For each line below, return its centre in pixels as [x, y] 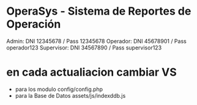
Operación [34, 24]
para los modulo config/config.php [59, 89]
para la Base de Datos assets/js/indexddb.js [70, 95]
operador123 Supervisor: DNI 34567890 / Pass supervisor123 [84, 48]
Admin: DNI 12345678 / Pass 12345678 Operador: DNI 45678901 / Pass [96, 41]
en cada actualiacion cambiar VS [92, 72]
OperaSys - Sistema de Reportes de [99, 11]
